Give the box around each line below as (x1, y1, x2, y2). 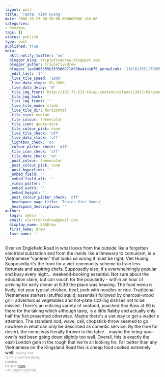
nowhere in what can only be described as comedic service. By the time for (5, 323, 158, 329)
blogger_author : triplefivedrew (9, 62, 76, 67)
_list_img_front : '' (9, 99, 52, 104)
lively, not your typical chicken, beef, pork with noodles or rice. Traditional (5, 286, 155, 293)
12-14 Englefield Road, (5, 355, 41, 360)
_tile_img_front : (9, 90, 45, 94)
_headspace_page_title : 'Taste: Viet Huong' (9, 199, 102, 204)
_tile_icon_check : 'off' (9, 149, 60, 154)
